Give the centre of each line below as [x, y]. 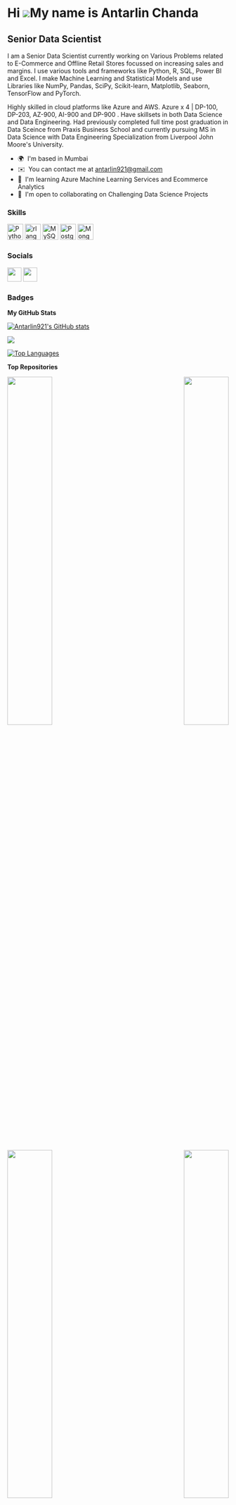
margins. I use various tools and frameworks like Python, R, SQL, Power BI [114, 71]
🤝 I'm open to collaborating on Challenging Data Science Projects [113, 194]
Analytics [31, 187]
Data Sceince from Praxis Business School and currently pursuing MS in [112, 129]
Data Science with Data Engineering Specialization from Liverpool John [111, 137]
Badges [20, 297]
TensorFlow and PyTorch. [44, 93]
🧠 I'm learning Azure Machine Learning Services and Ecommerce [113, 179]
